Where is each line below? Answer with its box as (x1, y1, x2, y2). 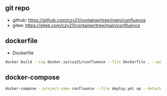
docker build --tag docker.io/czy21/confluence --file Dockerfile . (5, 59, 150, 64)
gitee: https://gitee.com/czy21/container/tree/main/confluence (12, 22, 140, 28)
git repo (5, 4, 30, 12)
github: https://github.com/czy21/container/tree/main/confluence (12, 17, 146, 23)
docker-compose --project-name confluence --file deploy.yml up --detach (5, 86, 162, 91)
